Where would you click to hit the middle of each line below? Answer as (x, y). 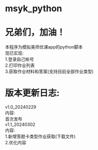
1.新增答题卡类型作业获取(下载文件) (40, 137)
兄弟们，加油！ (35, 33)
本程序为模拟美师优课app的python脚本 (44, 47)
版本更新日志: (32, 93)
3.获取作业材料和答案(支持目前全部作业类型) (49, 72)
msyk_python (34, 9)
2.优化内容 (16, 143)
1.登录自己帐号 (20, 59)
